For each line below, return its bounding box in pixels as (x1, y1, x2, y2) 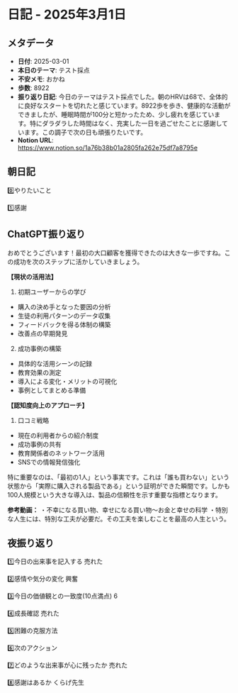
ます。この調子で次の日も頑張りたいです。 (23, 128, 147, 136)
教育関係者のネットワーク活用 (17, 448, 105, 458)
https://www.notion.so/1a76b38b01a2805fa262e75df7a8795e (17, 143, 198, 152)
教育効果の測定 (17, 368, 62, 377)
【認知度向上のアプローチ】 (7, 401, 89, 409)
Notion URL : (17, 136, 54, 144)
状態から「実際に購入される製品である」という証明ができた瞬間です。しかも (7, 482, 230, 490)
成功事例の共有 (17, 440, 62, 448)
